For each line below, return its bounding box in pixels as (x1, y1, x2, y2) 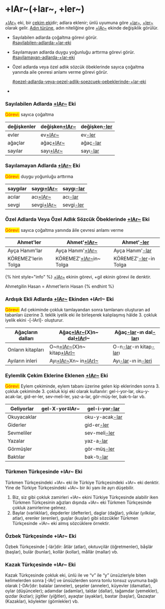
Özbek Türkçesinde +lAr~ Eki (5, 532, 77, 539)
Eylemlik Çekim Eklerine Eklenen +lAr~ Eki (5, 372, 108, 379)
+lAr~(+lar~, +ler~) (5, 3, 84, 15)
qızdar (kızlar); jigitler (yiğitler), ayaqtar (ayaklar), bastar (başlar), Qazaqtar (5, 593, 156, 599)
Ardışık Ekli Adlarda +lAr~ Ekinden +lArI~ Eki (5, 296, 114, 303)
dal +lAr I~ (67, 335, 90, 342)
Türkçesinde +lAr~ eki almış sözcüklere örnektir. (12, 520, 110, 526)
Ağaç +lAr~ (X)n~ (58, 329, 99, 336)
